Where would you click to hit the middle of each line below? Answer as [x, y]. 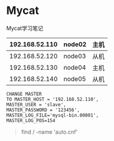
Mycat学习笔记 [25, 28]
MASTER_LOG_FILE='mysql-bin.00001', [52, 115]
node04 [75, 67]
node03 [75, 56]
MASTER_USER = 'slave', [36, 105]
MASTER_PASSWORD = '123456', [43, 110]
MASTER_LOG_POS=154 [31, 120]
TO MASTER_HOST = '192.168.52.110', [52, 99]
